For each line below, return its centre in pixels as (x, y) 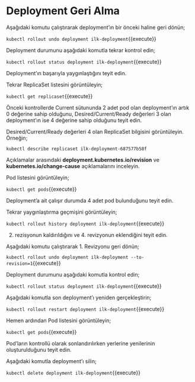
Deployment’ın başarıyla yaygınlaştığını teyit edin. (66, 73)
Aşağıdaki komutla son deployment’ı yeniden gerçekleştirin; (79, 297)
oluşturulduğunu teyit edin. (39, 349)
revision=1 (20, 264)
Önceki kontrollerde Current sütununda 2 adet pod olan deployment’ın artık (98, 107)
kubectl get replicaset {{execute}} (49, 96)
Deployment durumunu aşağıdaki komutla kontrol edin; (73, 274)
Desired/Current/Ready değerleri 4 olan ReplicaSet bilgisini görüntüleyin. (95, 131)
